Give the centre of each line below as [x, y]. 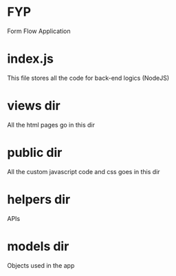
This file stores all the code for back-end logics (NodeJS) [88, 78]
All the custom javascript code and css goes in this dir [84, 171]
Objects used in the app [41, 265]
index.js [30, 59]
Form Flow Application [39, 31]
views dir [34, 106]
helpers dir [39, 199]
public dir [35, 153]
